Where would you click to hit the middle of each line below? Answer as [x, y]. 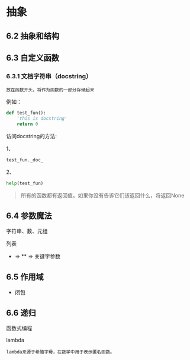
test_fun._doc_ [25, 160]
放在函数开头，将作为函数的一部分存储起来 [50, 90]
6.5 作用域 [25, 277]
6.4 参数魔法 [29, 216]
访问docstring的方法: [32, 136]
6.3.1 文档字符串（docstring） [49, 76]
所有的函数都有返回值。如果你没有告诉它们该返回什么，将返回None [102, 195]
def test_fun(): [26, 113]
